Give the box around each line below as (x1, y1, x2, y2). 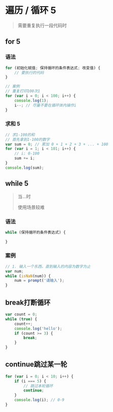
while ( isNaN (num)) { (5, 273, 51, 279)
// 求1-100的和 (5, 132, 35, 137)
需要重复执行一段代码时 (17, 22, 67, 28)
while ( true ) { (5, 316, 37, 322)
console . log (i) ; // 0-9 (14, 397, 65, 403)
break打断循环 (5, 298, 51, 307)
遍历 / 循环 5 (5, 5, 57, 16)
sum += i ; (14, 156, 35, 161)
